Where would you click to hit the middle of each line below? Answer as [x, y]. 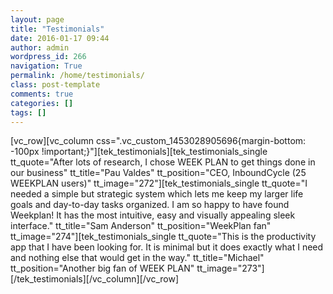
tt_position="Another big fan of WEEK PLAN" [102, 268]
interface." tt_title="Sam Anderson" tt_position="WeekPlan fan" [141, 226]
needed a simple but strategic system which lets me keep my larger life [157, 194]
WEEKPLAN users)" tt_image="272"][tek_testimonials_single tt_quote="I [159, 183]
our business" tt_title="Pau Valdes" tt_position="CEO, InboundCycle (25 [158, 173]
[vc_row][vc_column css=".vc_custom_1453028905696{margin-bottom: [158, 141]
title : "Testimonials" [57, 29]
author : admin [40, 47]
